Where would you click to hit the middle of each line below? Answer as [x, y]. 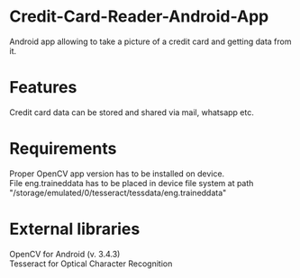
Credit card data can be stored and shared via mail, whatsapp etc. [132, 112]
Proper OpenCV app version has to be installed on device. [117, 174]
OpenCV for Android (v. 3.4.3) [65, 254]
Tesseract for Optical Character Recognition [91, 264]
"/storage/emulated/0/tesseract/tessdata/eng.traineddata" [118, 193]
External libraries [75, 229]
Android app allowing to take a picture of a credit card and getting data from [150, 41]
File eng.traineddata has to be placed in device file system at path [132, 183]
